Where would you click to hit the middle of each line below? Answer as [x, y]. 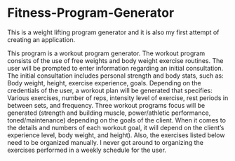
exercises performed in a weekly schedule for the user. [87, 150]
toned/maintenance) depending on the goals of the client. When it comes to [117, 120]
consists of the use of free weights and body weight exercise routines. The [115, 60]
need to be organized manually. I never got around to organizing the [105, 142]
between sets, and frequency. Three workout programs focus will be [106, 105]
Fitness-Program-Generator [91, 13]
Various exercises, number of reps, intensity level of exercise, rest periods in [118, 98]
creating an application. [41, 39]
